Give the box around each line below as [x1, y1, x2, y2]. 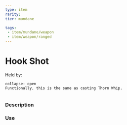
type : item [5, 7, 28, 12]
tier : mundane [5, 16, 35, 21]
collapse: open [5, 81, 37, 86]
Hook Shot [5, 56, 49, 67]
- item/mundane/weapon [7, 30, 54, 35]
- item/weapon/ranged [7, 34, 52, 39]
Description [5, 101, 34, 108]
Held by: [5, 72, 22, 78]
